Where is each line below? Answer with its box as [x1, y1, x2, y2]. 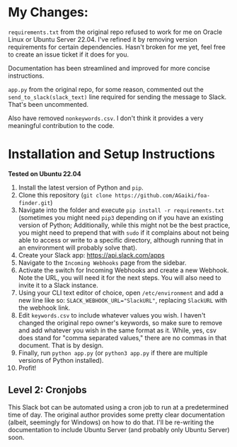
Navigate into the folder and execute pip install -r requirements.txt [18, 206, 225, 214]
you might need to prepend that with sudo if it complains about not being [18, 228, 229, 237]
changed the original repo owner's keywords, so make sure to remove [18, 318, 222, 327]
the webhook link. [18, 303, 71, 312]
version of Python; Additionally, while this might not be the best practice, [18, 221, 231, 229]
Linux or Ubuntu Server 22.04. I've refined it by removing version [8, 35, 197, 43]
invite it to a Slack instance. [18, 281, 98, 289]
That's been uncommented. [8, 100, 89, 108]
